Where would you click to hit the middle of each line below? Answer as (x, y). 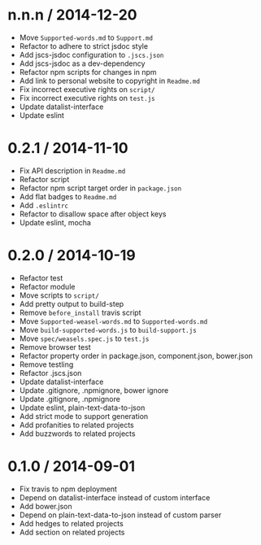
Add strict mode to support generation (84, 416)
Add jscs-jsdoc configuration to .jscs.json (91, 54)
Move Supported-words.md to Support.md (86, 37)
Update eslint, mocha (55, 222)
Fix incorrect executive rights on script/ (87, 89)
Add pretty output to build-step (72, 303)
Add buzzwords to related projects (77, 434)
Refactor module (47, 286)
